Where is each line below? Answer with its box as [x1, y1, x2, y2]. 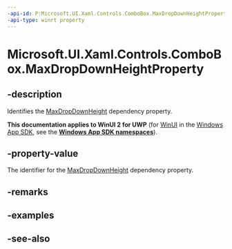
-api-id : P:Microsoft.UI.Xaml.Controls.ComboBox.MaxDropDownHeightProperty [7, 10, 230, 17]
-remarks [7, 186, 48, 198]
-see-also [7, 233, 50, 245]
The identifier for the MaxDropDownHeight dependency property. [7, 166, 194, 174]
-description [7, 89, 62, 100]
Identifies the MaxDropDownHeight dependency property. [7, 107, 173, 115]
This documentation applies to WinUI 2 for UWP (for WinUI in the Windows [7, 120, 223, 129]
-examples [7, 210, 55, 221]
